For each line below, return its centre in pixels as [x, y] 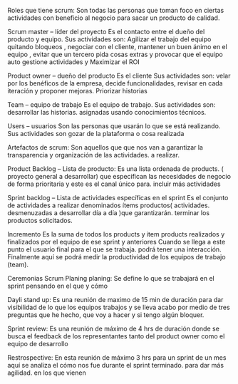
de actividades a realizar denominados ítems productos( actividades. [109, 205]
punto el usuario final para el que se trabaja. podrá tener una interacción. [115, 249]
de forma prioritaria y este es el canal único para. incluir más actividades [114, 184]
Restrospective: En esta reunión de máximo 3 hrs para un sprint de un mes [117, 358]
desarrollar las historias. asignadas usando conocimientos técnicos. [107, 112]
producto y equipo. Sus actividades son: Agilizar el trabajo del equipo [109, 39]
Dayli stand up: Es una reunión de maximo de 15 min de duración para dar [115, 300]
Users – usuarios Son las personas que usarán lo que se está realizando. [114, 126]
